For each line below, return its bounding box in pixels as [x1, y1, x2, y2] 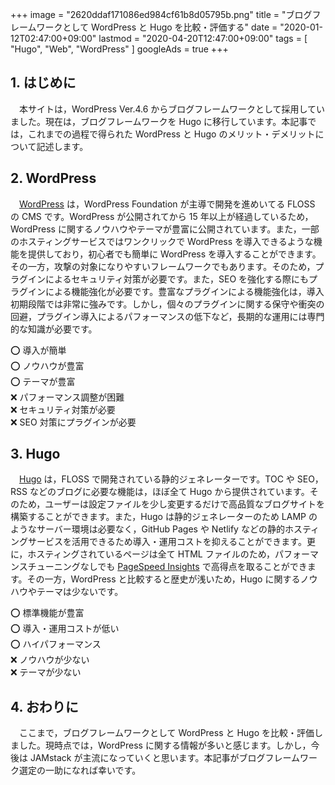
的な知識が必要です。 [10, 323, 98, 335]
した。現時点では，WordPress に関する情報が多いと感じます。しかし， [18, 739, 312, 752]
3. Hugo [10, 446, 61, 463]
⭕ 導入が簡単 [10, 344, 67, 356]
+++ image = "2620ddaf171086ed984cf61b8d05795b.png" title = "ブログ [10, 9, 313, 20]
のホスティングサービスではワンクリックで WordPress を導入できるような [10, 235, 314, 247]
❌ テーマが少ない [10, 666, 82, 678]
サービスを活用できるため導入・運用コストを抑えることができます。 [27, 536, 307, 548]
